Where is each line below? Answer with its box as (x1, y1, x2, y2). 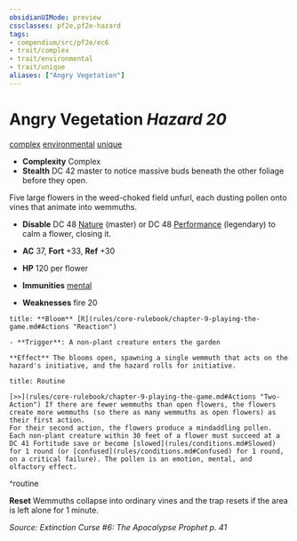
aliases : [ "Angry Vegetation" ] (9, 71, 125, 80)
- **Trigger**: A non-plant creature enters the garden (9, 337, 221, 347)
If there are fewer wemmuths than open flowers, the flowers (44, 400, 277, 409)
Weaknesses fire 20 (21, 297, 98, 308)
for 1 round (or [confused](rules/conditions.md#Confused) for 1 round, (9, 447, 285, 456)
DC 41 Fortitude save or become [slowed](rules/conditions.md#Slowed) (9, 439, 277, 448)
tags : (9, 29, 29, 38)
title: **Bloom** (9, 314, 74, 323)
